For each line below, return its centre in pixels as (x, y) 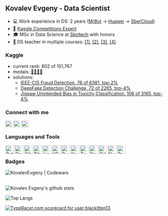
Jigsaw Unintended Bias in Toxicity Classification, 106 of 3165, (86, 94)
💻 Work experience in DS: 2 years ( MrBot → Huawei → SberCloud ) (84, 21)
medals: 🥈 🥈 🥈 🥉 (28, 72)
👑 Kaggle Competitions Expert (45, 28)
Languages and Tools (33, 137)
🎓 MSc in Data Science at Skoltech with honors (64, 34)
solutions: (23, 77)
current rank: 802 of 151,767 (42, 66)
